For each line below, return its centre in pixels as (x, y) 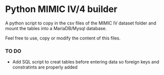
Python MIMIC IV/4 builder (61, 9)
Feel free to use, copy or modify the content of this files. (63, 38)
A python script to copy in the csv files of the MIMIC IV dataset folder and (81, 23)
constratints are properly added (45, 67)
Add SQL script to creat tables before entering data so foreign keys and (86, 62)
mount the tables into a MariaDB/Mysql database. (56, 28)
